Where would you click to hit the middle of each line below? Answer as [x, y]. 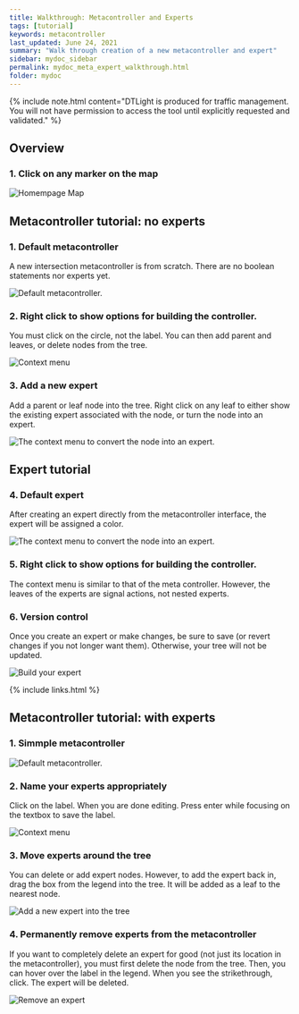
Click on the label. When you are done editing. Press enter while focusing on [149, 805]
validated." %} [36, 120]
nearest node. [35, 894]
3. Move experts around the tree [80, 855]
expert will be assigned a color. [66, 524]
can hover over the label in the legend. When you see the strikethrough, [141, 973]
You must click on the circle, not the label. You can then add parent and [141, 335]
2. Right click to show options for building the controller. [133, 317]
